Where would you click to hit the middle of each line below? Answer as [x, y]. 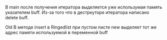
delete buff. [17, 18]
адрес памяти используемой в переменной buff [57, 32]
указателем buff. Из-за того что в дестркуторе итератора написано [77, 12]
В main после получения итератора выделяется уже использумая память [84, 7]
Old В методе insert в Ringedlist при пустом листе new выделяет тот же [81, 27]
